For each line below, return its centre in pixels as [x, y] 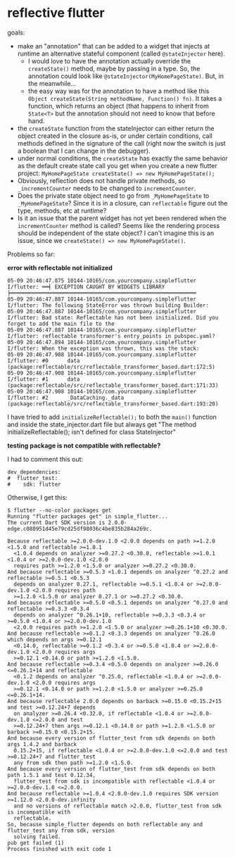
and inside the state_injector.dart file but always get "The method [102, 424]
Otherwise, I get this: [38, 497]
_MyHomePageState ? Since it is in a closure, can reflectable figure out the [122, 203]
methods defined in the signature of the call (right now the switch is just [122, 143]
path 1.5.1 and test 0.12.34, [52, 775]
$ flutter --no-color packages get [59, 510]
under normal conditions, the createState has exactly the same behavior [122, 158]
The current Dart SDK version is [56, 522]
